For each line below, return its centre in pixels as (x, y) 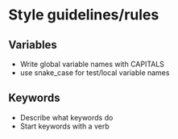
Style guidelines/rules (84, 15)
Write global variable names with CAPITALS (92, 64)
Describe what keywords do (66, 117)
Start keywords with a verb (65, 126)
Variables (33, 45)
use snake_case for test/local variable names (95, 73)
